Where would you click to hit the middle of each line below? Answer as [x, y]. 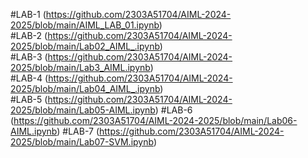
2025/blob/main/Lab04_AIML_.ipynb [85, 88]
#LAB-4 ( [29, 78]
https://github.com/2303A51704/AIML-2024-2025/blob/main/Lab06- [155, 120]
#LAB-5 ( [29, 99]
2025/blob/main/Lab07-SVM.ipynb [82, 142]
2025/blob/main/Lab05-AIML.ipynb [83, 110]
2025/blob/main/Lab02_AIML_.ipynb [85, 46]
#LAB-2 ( [29, 35]
